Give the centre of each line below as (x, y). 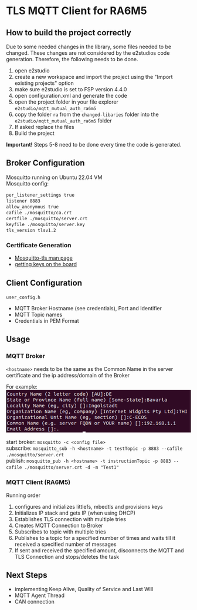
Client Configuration (44, 283)
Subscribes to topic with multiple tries (60, 532)
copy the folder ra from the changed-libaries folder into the (87, 114)
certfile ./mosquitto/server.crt (47, 218)
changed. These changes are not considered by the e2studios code (88, 53)
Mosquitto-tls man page (44, 258)
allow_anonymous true (33, 207)
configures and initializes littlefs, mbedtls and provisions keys (89, 506)
